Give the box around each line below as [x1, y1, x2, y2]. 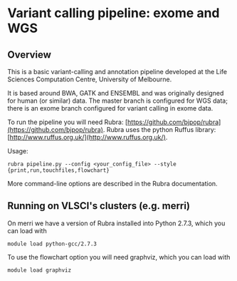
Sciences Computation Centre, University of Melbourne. [7, 75, 172, 83]
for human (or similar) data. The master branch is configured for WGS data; [7, 96, 228, 105]
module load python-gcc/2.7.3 [7, 240, 98, 247]
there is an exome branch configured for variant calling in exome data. [7, 104, 214, 112]
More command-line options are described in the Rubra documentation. [7, 180, 218, 188]
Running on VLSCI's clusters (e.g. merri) [7, 200, 191, 212]
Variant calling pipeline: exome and [7, 5, 220, 21]
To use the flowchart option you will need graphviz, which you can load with [7, 252, 231, 261]
